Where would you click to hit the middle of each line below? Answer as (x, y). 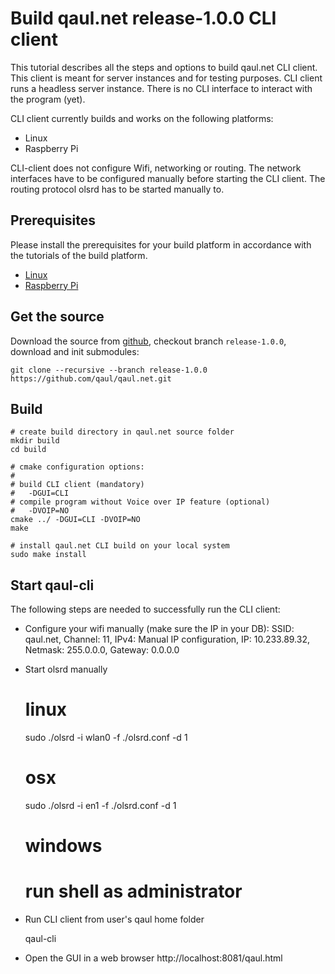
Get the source (57, 317)
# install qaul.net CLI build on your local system (120, 546)
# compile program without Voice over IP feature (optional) (140, 502)
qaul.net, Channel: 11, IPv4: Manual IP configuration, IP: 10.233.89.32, (167, 639)
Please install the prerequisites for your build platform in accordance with (161, 244)
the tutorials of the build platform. (79, 255)
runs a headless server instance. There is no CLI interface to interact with (161, 88)
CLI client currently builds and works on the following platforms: (142, 118)
